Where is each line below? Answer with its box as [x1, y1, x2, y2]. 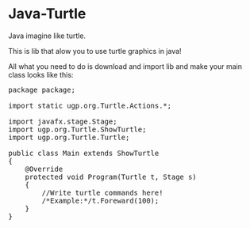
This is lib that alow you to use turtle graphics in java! [8, 46, 182, 55]
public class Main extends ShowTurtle [8, 148, 160, 158]
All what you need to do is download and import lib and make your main [8, 61, 242, 71]
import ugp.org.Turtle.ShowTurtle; [8, 124, 147, 134]
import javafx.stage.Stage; [8, 116, 117, 126]
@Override [25, 164, 63, 173]
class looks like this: [8, 70, 74, 79]
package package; [8, 85, 75, 94]
